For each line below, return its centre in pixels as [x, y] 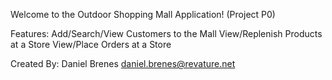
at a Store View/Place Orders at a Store [91, 44]
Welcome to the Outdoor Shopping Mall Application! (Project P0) [143, 14]
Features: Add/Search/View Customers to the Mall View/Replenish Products [166, 33]
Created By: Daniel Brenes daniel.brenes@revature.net [123, 63]
